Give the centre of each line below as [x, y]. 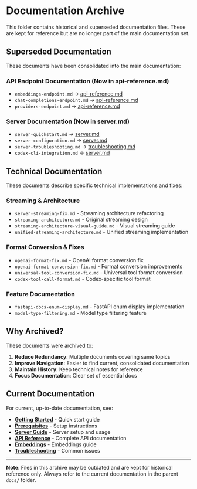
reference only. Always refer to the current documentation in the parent [92, 474]
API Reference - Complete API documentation [70, 438]
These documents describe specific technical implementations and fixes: [94, 185]
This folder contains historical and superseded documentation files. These [96, 27]
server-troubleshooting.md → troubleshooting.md [75, 147]
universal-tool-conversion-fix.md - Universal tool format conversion [98, 272]
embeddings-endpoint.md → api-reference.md [69, 94]
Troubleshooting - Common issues [57, 450]
